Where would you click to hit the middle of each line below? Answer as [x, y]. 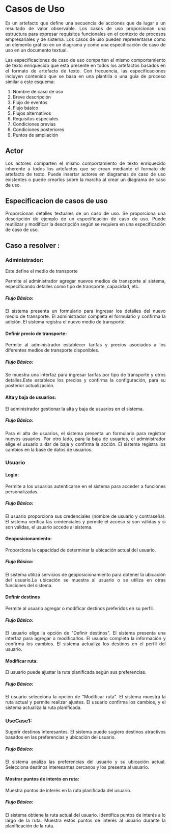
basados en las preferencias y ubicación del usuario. [61, 737]
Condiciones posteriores [38, 129]
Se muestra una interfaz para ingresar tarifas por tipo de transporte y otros [85, 375]
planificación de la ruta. [30, 826]
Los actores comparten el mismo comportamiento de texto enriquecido [85, 163]
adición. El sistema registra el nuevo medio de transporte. [66, 322]
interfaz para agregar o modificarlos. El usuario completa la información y [85, 638]
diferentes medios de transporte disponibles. [52, 350]
